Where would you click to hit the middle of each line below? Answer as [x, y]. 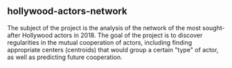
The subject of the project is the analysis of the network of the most [104, 27]
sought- [213, 27]
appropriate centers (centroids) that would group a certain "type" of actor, [113, 49]
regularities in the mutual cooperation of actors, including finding [100, 42]
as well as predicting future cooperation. [65, 57]
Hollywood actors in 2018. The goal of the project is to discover [112, 35]
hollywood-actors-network [67, 11]
